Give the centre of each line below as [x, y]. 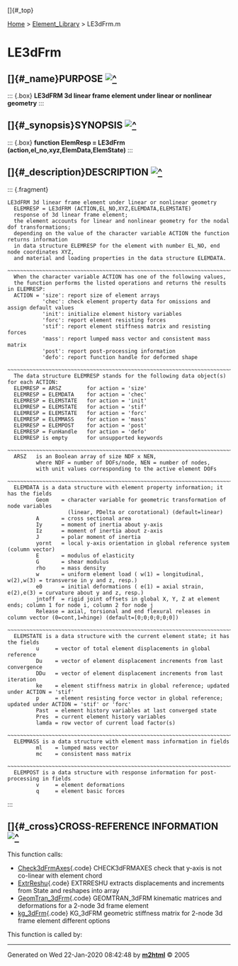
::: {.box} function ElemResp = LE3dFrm [66, 142]
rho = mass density [71, 568]
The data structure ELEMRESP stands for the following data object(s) [120, 376]
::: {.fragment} [28, 189]
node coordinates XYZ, [41, 252]
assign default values [41, 307]
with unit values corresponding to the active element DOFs [126, 469]
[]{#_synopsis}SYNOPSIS [65, 126]
